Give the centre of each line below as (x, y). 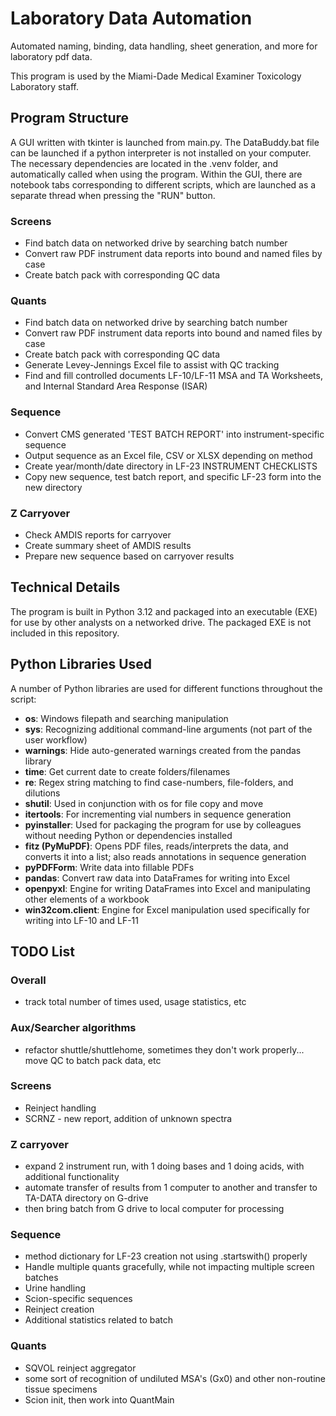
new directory (53, 487)
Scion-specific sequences (78, 1299)
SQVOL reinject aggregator (80, 1368)
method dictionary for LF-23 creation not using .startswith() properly (166, 1256)
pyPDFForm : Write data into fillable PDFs (109, 867)
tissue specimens (61, 1389)
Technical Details (65, 587)
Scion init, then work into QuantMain (99, 1399)
